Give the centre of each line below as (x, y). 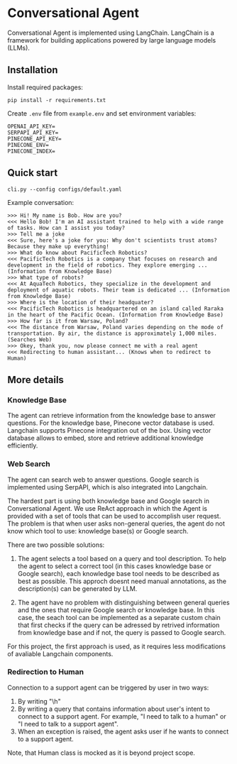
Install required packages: (45, 87)
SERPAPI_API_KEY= (33, 133)
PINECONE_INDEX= (31, 151)
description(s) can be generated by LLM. (77, 588)
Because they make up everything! (59, 246)
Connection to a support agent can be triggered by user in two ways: (108, 687)
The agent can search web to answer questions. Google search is (103, 480)
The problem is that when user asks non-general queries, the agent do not (116, 524)
